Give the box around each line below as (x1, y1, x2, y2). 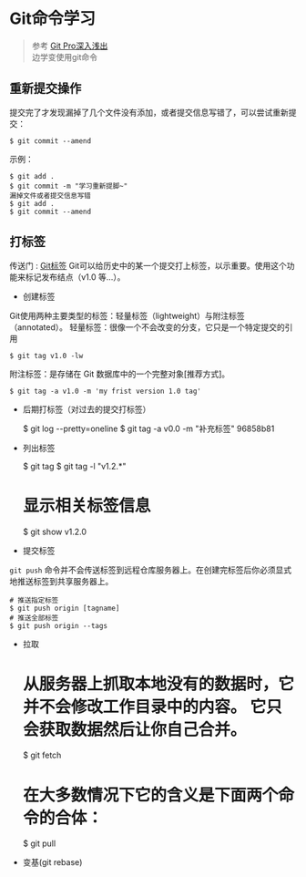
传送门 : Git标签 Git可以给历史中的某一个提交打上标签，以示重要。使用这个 (9, 260, 287, 271)
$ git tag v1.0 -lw (9, 351, 84, 360)
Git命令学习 (9, 8, 96, 29)
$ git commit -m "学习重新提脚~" (9, 181, 128, 191)
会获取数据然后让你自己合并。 (22, 719, 247, 739)
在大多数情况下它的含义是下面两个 (22, 785, 279, 805)
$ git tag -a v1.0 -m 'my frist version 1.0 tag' (9, 387, 202, 396)
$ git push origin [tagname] (9, 604, 120, 613)
